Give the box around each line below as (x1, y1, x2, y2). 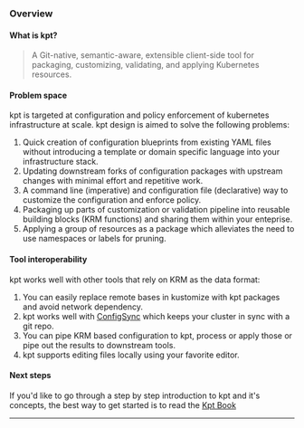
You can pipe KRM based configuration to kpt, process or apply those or (22, 329, 292, 341)
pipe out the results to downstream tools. (22, 339, 176, 350)
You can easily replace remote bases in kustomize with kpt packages (22, 291, 280, 302)
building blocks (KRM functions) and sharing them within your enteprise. (22, 214, 293, 224)
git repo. (22, 320, 54, 331)
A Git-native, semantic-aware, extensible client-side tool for (31, 50, 255, 61)
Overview (9, 7, 53, 20)
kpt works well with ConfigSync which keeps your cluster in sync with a (22, 310, 290, 321)
